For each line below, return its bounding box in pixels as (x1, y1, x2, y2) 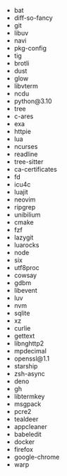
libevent (13, 286, 37, 294)
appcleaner (13, 423, 48, 430)
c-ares (13, 112, 34, 120)
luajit (13, 188, 28, 196)
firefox (13, 445, 34, 453)
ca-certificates (13, 165, 58, 173)
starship (13, 362, 38, 370)
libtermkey (13, 392, 45, 400)
